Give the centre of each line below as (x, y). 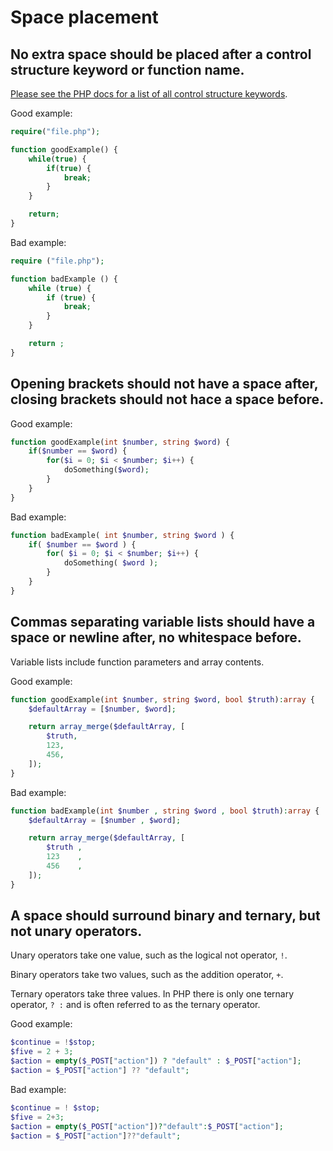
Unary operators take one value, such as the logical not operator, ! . (149, 955)
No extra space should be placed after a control (161, 54)
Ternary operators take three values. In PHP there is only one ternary (152, 994)
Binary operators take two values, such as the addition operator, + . (147, 975)
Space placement (84, 17)
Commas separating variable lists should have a (163, 622)
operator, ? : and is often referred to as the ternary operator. (135, 1005)
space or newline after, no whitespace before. (156, 637)
